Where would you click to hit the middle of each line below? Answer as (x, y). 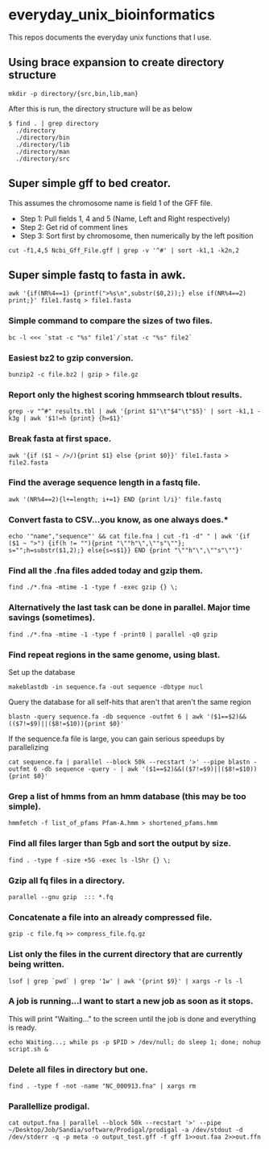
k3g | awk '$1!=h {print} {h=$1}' (66, 418)
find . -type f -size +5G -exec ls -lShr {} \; (90, 860)
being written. (37, 964)
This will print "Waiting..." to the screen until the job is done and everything (132, 1018)
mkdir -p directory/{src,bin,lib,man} (73, 94)
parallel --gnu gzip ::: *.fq (61, 897)
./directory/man (43, 152)
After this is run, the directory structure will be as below (101, 108)
